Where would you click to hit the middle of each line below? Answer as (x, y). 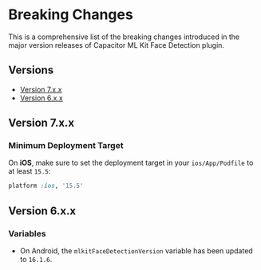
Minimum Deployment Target (66, 146)
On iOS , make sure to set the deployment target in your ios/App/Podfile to (131, 163)
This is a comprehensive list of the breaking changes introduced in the (124, 37)
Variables (27, 233)
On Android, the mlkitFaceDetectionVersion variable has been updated (136, 251)
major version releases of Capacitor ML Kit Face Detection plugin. (117, 45)
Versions (31, 70)
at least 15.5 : (30, 171)
